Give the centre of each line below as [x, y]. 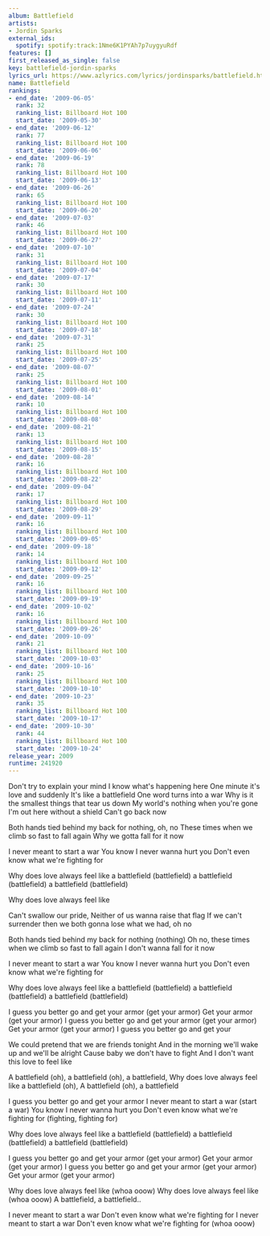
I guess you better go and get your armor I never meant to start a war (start [133, 1102]
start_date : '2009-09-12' [59, 569]
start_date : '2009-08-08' [59, 420]
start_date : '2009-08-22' [59, 479]
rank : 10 [30, 404]
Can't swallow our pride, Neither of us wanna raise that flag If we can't [125, 916]
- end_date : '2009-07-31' [51, 337]
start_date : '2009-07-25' [59, 360]
